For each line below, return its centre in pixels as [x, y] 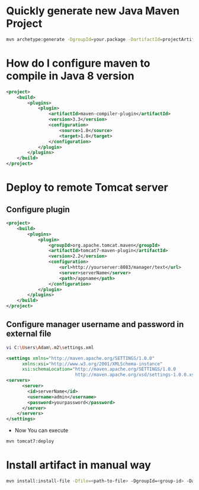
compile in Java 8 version [70, 76]
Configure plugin [38, 209]
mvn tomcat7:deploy [30, 441]
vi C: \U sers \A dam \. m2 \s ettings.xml [50, 347]
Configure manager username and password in [95, 324]
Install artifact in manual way [78, 465]
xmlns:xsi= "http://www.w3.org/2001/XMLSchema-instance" [92, 364]
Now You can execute [41, 431]
